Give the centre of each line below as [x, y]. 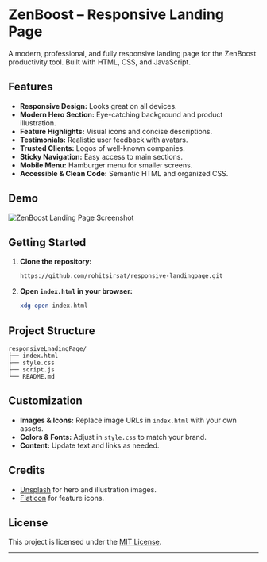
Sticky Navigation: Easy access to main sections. [101, 156]
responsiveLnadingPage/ [48, 348]
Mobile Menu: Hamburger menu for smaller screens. [106, 165]
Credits [27, 470]
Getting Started [47, 243]
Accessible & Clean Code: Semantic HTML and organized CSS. [124, 173]
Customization [46, 401]
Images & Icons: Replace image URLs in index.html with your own [128, 420]
